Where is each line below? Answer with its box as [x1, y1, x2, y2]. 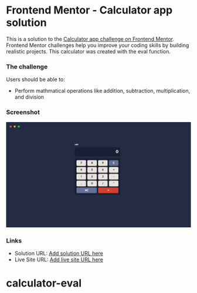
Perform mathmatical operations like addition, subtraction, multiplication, [14, 87, 191, 95]
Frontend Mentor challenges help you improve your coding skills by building [6, 42, 189, 49]
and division [14, 93, 45, 100]
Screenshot [6, 108, 40, 116]
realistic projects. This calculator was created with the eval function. [6, 48, 171, 55]
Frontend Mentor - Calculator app [6, 4, 173, 17]
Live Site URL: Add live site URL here [14, 256, 104, 263]
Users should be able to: [6, 76, 66, 83]
